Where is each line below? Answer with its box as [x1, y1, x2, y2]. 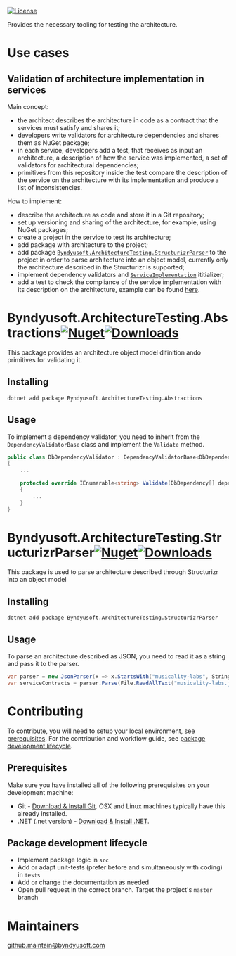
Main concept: [7, 103, 49, 110]
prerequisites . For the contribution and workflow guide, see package [7, 734, 206, 742]
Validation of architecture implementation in [7, 72, 205, 84]
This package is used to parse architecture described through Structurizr [7, 568, 219, 576]
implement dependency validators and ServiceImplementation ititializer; [17, 271, 225, 279]
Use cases [7, 45, 70, 61]
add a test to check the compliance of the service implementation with [17, 278, 222, 286]
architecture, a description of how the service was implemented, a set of [17, 153, 228, 162]
